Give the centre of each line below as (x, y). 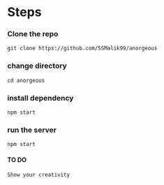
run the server (32, 130)
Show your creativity (39, 175)
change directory (37, 66)
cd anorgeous (26, 80)
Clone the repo (33, 34)
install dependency (40, 98)
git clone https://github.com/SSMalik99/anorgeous (82, 49)
